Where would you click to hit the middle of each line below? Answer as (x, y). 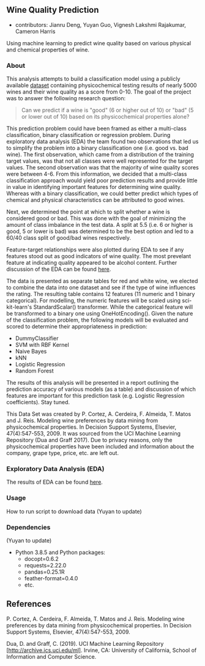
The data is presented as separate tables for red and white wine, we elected (102, 281)
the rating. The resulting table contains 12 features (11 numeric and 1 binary (101, 294)
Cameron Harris (35, 31)
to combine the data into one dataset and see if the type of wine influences (101, 287)
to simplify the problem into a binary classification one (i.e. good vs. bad (97, 148)
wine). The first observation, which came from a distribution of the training (100, 155)
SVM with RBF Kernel (42, 345)
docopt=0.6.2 (42, 559)
